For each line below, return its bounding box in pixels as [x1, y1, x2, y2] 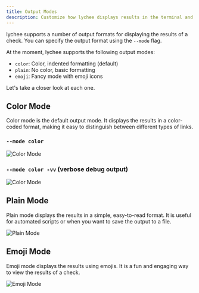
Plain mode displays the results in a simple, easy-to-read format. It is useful [6, 212, 192, 219]
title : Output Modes [6, 8, 58, 15]
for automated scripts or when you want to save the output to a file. [6, 218, 172, 225]
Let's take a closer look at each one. [6, 84, 95, 91]
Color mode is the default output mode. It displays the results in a [6, 117, 167, 124]
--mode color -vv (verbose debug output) [6, 165, 128, 173]
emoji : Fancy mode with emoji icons [14, 73, 103, 80]
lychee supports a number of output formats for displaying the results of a [6, 30, 188, 37]
